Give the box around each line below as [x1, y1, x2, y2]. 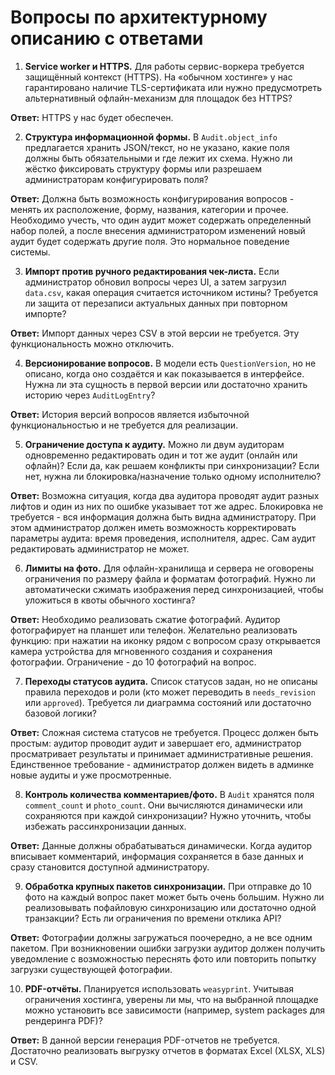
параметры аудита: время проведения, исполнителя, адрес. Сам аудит [10, 532, 317, 544]
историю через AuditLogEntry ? [24, 389, 156, 401]
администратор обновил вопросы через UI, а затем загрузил [24, 276, 287, 288]
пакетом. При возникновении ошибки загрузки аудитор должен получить [10, 942, 326, 954]
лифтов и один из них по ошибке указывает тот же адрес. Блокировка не [10, 500, 324, 512]
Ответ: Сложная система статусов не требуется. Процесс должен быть [10, 726, 319, 738]
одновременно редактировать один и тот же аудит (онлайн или [24, 449, 298, 461]
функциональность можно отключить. [10, 337, 175, 350]
